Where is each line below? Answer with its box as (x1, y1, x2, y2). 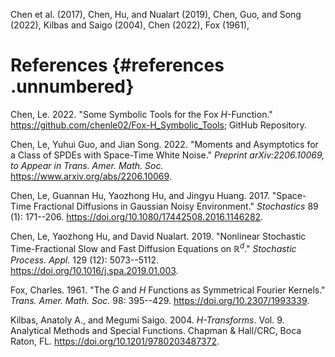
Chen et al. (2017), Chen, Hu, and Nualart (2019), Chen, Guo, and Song (10, 9, 302, 20)
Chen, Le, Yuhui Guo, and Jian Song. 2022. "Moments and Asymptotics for (10, 138, 319, 150)
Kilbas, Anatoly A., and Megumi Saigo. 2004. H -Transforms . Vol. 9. (10, 314, 285, 326)
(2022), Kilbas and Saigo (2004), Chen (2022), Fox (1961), (10, 19, 250, 31)
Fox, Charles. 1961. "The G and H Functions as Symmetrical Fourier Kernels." (10, 284, 326, 296)
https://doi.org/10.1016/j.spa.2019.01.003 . (10, 264, 179, 276)
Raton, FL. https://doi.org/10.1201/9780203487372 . (10, 335, 220, 347)
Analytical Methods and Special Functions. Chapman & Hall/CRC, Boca (10, 324, 302, 336)
